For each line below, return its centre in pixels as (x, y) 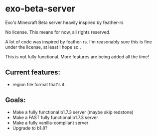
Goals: (15, 100)
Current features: (33, 72)
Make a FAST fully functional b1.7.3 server (55, 117)
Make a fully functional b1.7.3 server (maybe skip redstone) (73, 112)
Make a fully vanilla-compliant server (50, 123)
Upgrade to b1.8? (30, 128)
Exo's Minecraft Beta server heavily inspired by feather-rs (64, 22)
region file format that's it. (39, 84)
